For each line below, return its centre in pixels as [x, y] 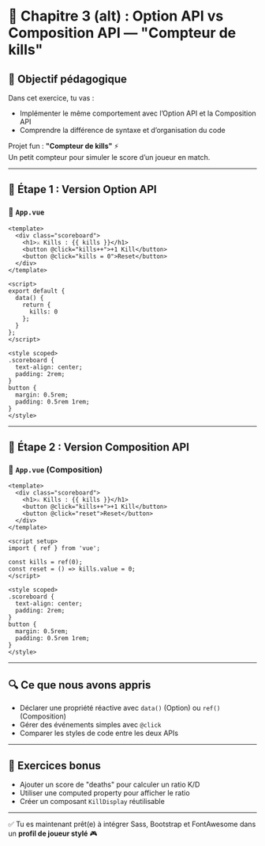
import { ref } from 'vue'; [54, 548]
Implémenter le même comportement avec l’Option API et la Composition [138, 113]
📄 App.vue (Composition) [56, 470]
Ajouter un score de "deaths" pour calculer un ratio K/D [110, 784]
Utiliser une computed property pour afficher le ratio [105, 793]
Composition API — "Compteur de [122, 33]
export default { [37, 291]
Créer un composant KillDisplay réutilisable [92, 801]
